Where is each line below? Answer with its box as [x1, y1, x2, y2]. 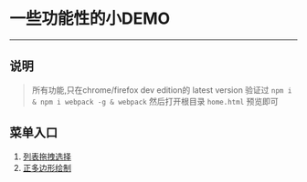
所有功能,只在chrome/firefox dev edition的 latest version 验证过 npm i [31, 84, 292, 96]
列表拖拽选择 [22, 151, 71, 162]
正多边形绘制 [22, 162, 71, 173]
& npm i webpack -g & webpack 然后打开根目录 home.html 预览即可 [31, 96, 279, 106]
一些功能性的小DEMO [9, 8, 171, 29]
